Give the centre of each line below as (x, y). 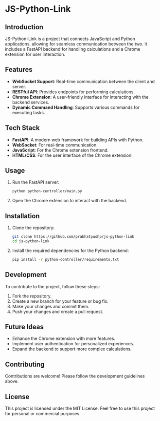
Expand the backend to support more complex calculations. (72, 349)
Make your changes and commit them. (51, 306)
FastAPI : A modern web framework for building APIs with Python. (78, 140)
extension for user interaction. (35, 54)
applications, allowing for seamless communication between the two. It (76, 44)
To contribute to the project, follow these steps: (53, 286)
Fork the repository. (32, 296)
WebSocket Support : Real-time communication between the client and (83, 81)
